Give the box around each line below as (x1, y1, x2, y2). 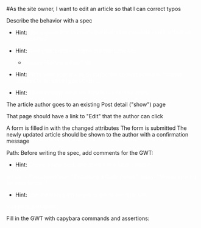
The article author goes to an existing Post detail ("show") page (6, 101, 166, 108)
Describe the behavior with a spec (6, 17, 93, 24)
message (6, 137, 29, 144)
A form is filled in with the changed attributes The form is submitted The (6, 124, 187, 132)
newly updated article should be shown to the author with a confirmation (6, 131, 189, 138)
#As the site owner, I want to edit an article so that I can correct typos (6, 5, 182, 12)
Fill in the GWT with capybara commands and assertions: (6, 215, 150, 222)
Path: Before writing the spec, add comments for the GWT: (6, 149, 153, 156)
